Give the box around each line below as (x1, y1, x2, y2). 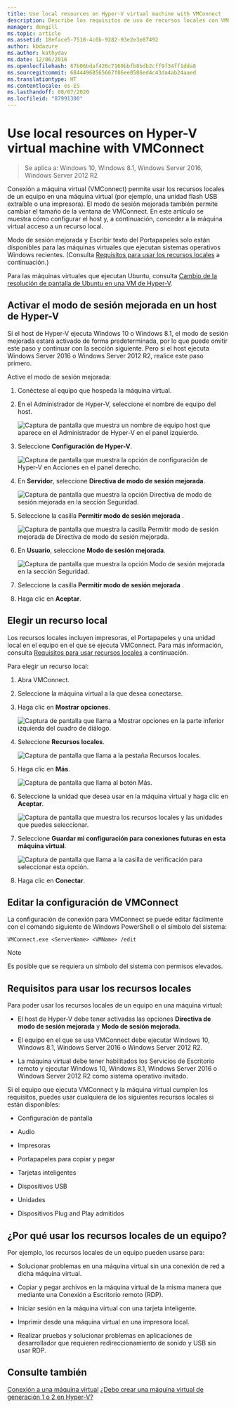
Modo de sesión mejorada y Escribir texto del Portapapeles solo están (7, 235, 211, 244)
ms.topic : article (7, 30, 61, 37)
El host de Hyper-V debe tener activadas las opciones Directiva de (17, 1015, 211, 1023)
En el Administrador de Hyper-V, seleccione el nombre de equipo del (17, 400, 216, 408)
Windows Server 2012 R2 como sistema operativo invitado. (17, 1072, 188, 1081)
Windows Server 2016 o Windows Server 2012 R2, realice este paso (7, 351, 204, 360)
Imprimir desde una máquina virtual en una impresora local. (17, 1318, 190, 1326)
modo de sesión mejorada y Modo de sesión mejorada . (17, 1022, 181, 1031)
